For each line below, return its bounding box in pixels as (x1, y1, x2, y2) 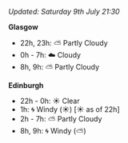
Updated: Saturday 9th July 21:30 (8, 7, 120, 16)
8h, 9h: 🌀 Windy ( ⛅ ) (19, 126, 86, 135)
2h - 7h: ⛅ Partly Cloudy (19, 114, 102, 123)
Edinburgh (8, 81, 44, 90)
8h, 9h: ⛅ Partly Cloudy (19, 62, 100, 71)
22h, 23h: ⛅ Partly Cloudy (19, 38, 108, 47)
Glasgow (8, 22, 38, 31)
